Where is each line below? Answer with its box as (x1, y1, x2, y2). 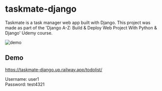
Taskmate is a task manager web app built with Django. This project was (5, 20, 151, 25)
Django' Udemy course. (5, 30, 53, 36)
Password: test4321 (5, 81, 45, 87)
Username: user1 (5, 76, 39, 82)
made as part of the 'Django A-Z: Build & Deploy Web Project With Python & (5, 24, 157, 30)
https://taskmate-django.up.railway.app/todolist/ (5, 67, 102, 72)
